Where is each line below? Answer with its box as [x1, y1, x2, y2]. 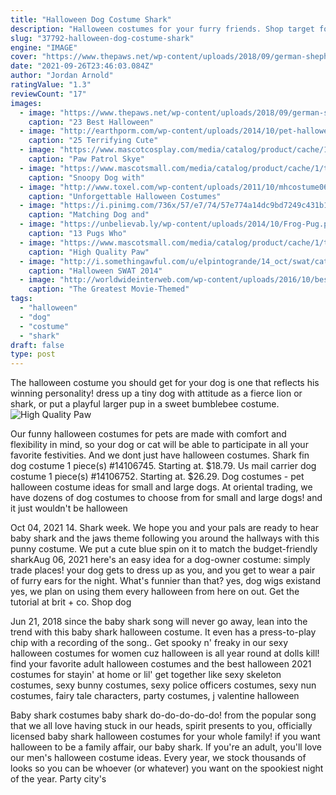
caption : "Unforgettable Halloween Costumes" [28, 191, 222, 201]
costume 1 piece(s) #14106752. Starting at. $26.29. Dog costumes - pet [10, 471, 305, 483]
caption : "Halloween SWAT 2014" [28, 266, 163, 276]
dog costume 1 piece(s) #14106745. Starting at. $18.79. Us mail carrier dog [10, 460, 317, 472]
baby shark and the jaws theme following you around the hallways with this [10, 532, 320, 545]
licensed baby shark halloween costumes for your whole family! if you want [10, 731, 321, 743]
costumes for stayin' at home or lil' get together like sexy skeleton [10, 669, 282, 681]
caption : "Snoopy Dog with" [28, 172, 145, 183]
